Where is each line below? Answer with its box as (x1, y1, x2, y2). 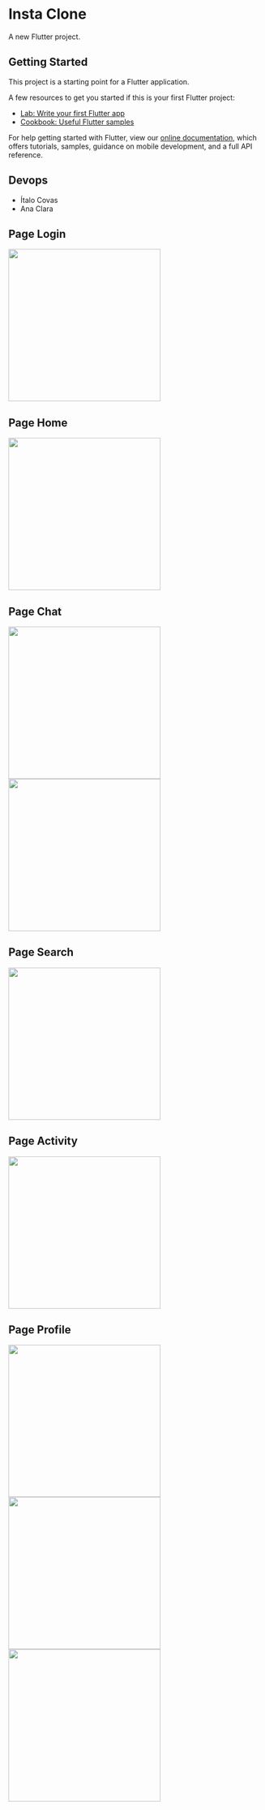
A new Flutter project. (8, 32, 81, 41)
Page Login (8, 227, 66, 240)
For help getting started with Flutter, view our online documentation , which (8, 132, 258, 142)
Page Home (8, 416, 68, 430)
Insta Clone (8, 5, 87, 24)
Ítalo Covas (19, 195, 58, 205)
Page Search (8, 945, 75, 959)
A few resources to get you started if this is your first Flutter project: (8, 93, 235, 102)
